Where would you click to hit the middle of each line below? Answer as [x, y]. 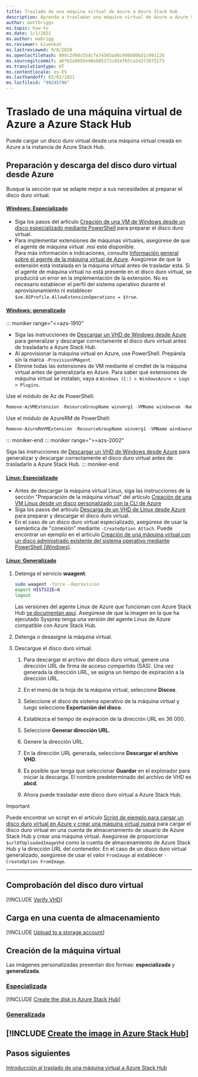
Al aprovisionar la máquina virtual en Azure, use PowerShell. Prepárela [100, 353]
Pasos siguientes [38, 1054]
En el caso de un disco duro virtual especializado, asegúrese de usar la [101, 522]
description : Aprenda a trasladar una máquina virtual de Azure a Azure [97, 17]
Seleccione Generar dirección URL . [67, 730]
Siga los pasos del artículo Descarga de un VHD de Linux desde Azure [100, 509]
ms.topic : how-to [27, 28]
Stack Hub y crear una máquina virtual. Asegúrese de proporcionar [88, 836]
